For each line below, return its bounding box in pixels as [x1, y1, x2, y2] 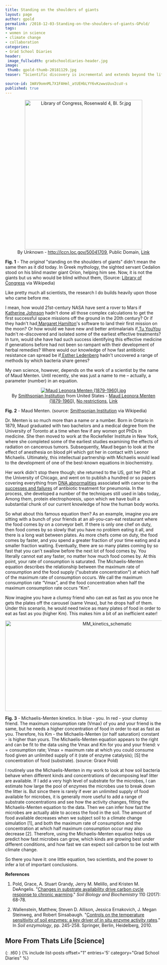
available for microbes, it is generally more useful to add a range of [5, 794, 143, 800]
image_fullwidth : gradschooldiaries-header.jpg [7, 58, 108, 63]
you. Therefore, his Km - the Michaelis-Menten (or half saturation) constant [5, 731, 160, 737]
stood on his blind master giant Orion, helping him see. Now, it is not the [5, 269, 153, 275]
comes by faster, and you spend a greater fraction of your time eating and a [5, 537, 161, 543]
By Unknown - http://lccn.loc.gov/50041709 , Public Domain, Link [17, 249, 150, 255]
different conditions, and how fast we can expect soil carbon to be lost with [5, 841, 160, 847]
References [5, 871, 30, 877]
